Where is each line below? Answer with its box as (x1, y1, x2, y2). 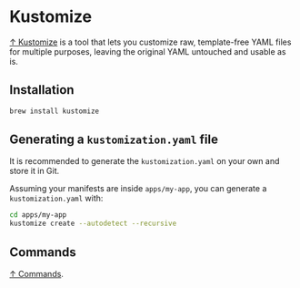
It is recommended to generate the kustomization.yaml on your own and (9, 156, 280, 167)
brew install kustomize (9, 107, 100, 116)
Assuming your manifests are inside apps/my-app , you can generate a (9, 183, 267, 194)
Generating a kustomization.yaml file (9, 132, 218, 148)
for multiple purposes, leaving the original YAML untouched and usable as (9, 46, 286, 57)
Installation (9, 82, 75, 98)
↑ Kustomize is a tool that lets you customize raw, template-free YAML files (9, 36, 292, 47)
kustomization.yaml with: (9, 193, 104, 204)
